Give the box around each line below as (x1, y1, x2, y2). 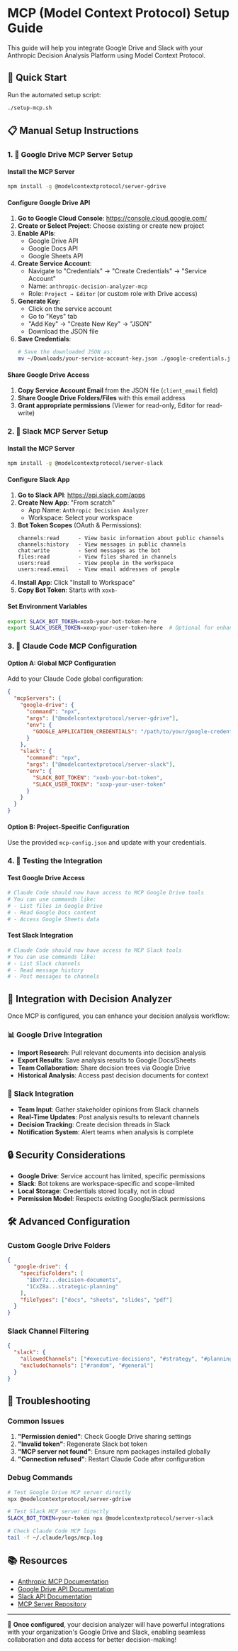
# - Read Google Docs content (7, 909, 97, 916)
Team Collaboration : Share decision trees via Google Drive (17, 1063, 191, 1073)
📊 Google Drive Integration (7, 1030, 103, 1040)
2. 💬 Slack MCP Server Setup (7, 427, 108, 437)
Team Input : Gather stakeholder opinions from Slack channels (17, 1105, 200, 1114)
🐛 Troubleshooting (7, 1395, 91, 1407)
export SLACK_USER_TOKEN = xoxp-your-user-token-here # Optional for (7, 625, 214, 632)
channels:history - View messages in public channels (17, 541, 186, 548)
